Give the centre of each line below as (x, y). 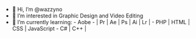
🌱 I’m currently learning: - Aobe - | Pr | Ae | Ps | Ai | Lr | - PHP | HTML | (101, 22)
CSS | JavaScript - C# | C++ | (49, 28)
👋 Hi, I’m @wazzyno (37, 9)
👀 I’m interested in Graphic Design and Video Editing (78, 16)
